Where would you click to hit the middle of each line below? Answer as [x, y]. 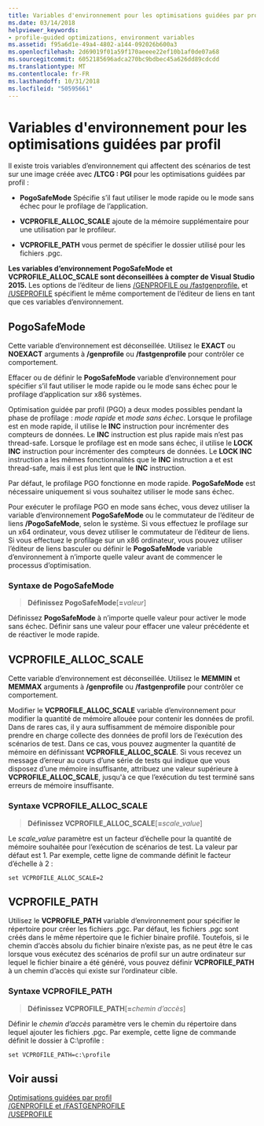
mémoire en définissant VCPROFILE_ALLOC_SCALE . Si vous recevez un [125, 753]
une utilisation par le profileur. [68, 230]
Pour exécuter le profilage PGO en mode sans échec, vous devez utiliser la [129, 507]
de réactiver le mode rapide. [54, 635]
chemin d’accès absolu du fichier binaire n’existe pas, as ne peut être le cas [130, 946]
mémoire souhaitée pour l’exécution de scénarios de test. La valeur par [123, 847]
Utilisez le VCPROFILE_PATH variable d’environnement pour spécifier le [124, 921]
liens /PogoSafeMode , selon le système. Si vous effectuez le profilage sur [128, 524]
